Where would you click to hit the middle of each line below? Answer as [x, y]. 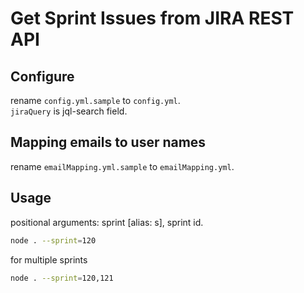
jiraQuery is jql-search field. [69, 111]
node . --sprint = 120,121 [62, 278]
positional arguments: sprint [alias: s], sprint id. [107, 222]
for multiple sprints [49, 259]
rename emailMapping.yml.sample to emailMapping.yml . [122, 166]
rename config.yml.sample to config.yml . [95, 100]
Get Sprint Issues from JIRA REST [152, 18]
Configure [42, 76]
